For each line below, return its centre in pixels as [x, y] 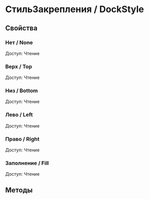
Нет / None [19, 43]
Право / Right [22, 139]
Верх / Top [19, 66]
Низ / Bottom [22, 91]
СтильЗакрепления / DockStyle [75, 9]
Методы [19, 190]
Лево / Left [19, 115]
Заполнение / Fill [27, 163]
